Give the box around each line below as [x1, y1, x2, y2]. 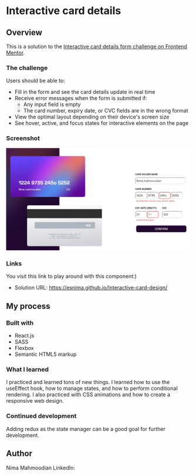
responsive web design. [6, 397, 64, 404]
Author [6, 448, 32, 458]
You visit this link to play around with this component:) [6, 273, 137, 280]
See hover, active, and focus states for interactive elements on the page [14, 120, 189, 127]
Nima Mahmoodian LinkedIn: [6, 464, 75, 471]
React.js [14, 332, 35, 339]
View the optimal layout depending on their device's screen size [14, 113, 170, 121]
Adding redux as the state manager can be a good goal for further [6, 425, 165, 432]
